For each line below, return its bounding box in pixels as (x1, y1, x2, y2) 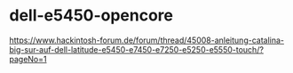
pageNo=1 (9, 53, 47, 64)
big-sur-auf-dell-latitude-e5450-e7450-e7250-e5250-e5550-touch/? (9, 44, 265, 54)
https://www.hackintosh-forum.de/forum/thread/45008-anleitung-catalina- (9, 35, 285, 45)
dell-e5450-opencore (9, 5, 174, 26)
